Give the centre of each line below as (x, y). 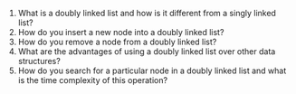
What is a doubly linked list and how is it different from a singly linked (147, 13)
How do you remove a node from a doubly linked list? (117, 42)
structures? (39, 61)
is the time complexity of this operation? (93, 80)
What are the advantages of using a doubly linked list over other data (147, 52)
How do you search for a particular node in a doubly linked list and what (152, 70)
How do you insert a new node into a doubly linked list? (121, 32)
